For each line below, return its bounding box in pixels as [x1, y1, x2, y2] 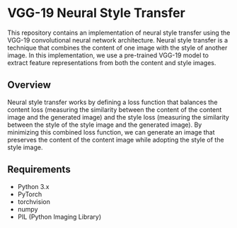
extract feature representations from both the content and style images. [7, 58, 216, 67]
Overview [7, 79, 52, 91]
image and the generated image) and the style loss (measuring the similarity [7, 113, 230, 121]
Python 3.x [17, 182, 50, 190]
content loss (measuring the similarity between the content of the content [7, 105, 222, 114]
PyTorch [17, 190, 42, 198]
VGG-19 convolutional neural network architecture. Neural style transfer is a [7, 35, 229, 44]
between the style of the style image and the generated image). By [7, 120, 202, 129]
